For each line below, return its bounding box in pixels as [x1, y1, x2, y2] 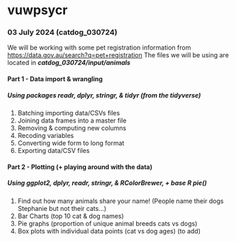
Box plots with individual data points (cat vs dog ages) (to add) [17, 226, 201, 235]
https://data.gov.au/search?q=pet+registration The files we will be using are [7, 51, 229, 59]
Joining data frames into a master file [17, 116, 127, 125]
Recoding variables [17, 132, 74, 140]
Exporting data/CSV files [17, 146, 90, 155]
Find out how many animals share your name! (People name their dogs [17, 197, 224, 205]
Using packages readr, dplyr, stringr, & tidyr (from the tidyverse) [7, 91, 201, 99]
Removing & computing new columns [17, 124, 126, 132]
